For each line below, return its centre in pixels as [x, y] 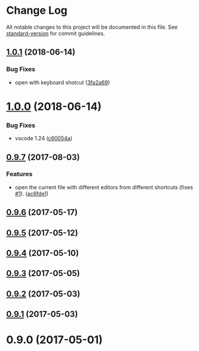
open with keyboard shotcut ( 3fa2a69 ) [62, 82]
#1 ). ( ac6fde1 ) [32, 193]
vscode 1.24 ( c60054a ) [44, 138]
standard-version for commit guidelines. [56, 33]
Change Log [37, 10]
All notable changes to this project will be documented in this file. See [92, 27]
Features [19, 174]
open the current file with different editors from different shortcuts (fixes [104, 187]
